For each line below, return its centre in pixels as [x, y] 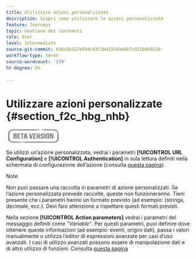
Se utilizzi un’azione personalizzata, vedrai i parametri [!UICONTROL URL [94, 153]
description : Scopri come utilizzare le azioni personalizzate [85, 18]
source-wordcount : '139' [36, 61]
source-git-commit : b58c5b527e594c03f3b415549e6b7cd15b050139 [83, 50]
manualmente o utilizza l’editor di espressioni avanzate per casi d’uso [90, 236]
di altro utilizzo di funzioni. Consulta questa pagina [67, 249]
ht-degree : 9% [23, 68]
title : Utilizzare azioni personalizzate [57, 12]
